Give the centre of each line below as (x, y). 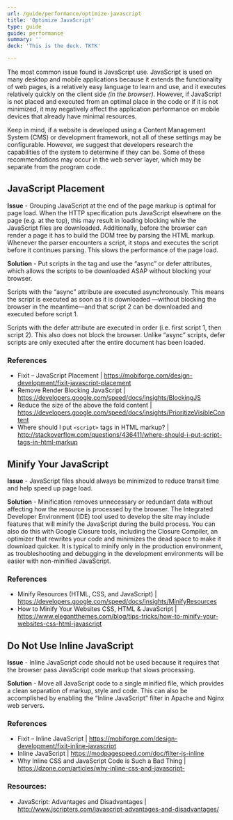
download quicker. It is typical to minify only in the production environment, (115, 546)
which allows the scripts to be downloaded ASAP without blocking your (110, 271)
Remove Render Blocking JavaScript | (71, 390)
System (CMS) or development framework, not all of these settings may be (114, 137)
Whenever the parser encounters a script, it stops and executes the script (113, 242)
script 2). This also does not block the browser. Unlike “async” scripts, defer (116, 334)
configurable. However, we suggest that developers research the (100, 145)
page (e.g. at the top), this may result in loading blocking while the (102, 220)
